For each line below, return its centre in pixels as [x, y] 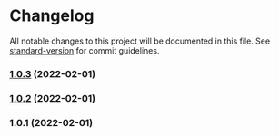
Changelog [52, 16]
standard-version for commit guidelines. [85, 50]
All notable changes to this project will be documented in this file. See [140, 41]
